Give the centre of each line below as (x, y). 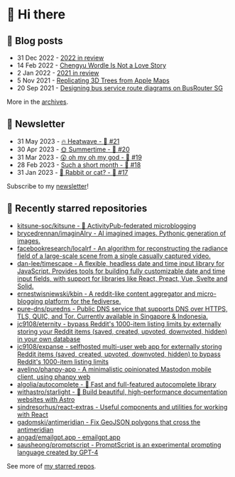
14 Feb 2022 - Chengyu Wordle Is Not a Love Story (92, 65)
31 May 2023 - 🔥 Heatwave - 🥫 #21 (68, 141)
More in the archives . (38, 102)
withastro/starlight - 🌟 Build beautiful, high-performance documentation (122, 392)
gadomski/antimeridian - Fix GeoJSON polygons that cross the (109, 422)
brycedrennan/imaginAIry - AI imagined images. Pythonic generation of (121, 233)
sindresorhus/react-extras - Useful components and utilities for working (122, 407)
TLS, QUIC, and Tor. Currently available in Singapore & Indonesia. (113, 316)
